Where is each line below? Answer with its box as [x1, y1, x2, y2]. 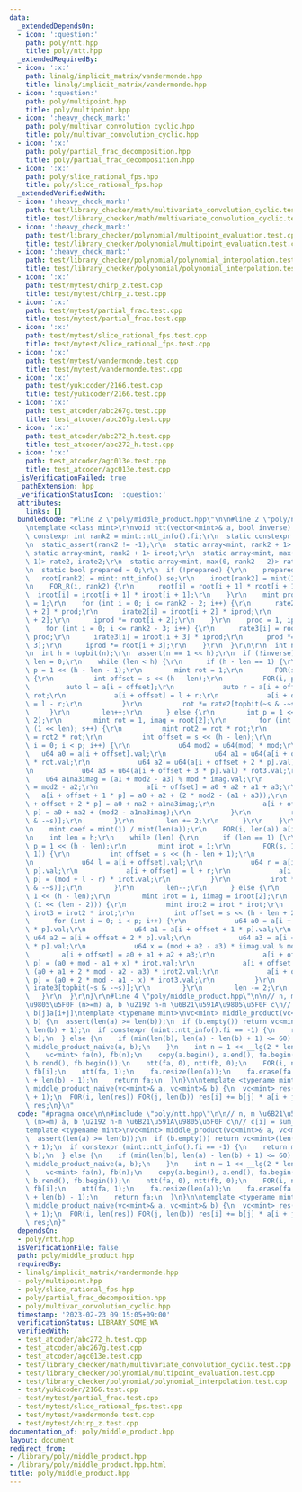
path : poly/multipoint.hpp [25, 96, 127, 106]
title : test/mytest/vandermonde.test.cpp [25, 364, 182, 373]
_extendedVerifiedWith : [17, 189, 106, 198]
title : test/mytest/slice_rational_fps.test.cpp [25, 339, 211, 348]
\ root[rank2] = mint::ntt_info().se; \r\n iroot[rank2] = [25, 573, 268, 583]
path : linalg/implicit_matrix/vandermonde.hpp [25, 72, 203, 81]
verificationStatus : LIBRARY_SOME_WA [17, 1318, 159, 1327]
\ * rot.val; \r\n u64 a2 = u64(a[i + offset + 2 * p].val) [25, 758, 296, 767]
